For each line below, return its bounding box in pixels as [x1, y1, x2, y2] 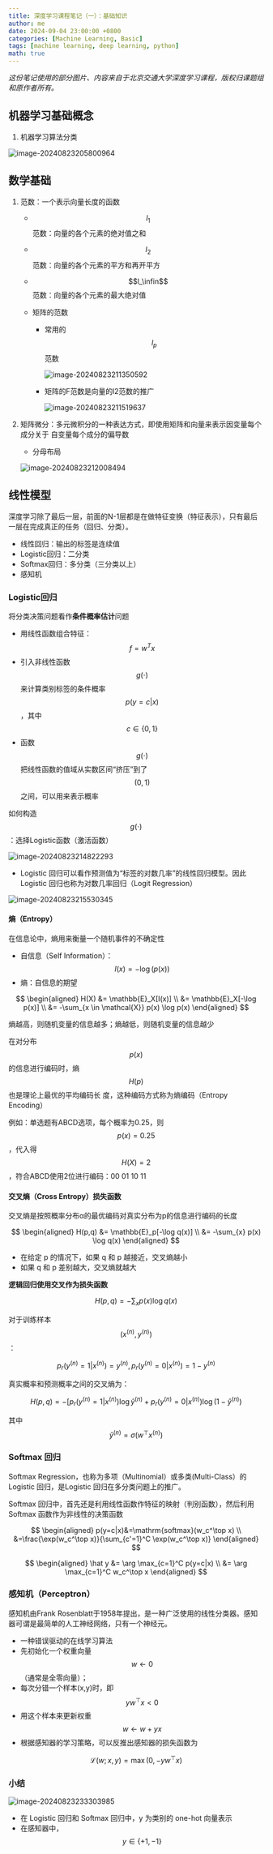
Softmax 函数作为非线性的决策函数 [8, 1509, 124, 1518]
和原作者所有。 [8, 83, 58, 92]
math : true [8, 49, 45, 58]
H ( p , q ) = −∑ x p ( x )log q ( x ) [94, 1296, 178, 1308]
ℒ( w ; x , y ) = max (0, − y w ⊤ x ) [90, 1754, 182, 1766]
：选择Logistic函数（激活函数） [8, 835, 113, 845]
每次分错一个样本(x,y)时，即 [19, 1683, 114, 1693]
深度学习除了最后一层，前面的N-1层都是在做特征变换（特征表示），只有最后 [8, 512, 258, 521]
